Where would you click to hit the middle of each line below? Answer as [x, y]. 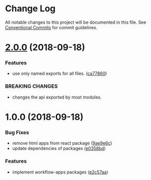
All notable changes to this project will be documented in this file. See [76, 22]
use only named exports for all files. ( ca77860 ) [60, 73]
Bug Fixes [17, 132]
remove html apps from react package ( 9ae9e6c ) [62, 143]
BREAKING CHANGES [31, 86]
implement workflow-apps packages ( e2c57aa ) [60, 172]
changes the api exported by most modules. [57, 97]
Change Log [30, 9]
